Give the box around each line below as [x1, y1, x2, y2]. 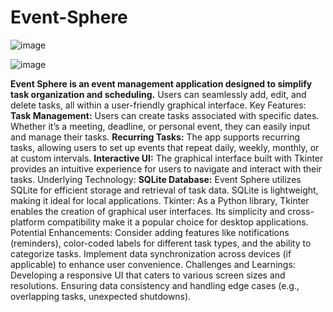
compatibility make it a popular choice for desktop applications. [46, 216, 309, 228]
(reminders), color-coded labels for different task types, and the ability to [10, 237, 312, 249]
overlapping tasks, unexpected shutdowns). [10, 290, 192, 302]
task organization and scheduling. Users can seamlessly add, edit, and [10, 88, 307, 100]
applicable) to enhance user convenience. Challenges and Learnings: [10, 258, 296, 270]
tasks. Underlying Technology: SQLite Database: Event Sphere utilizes [10, 173, 302, 185]
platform [10, 216, 45, 228]
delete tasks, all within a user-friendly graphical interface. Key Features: [10, 99, 307, 111]
